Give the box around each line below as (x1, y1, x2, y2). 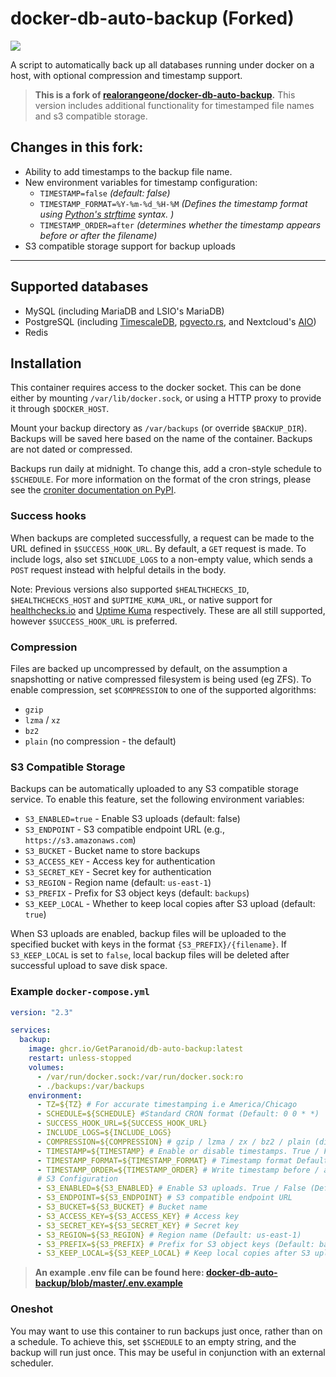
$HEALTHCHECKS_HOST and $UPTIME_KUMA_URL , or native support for (10, 593, 273, 606)
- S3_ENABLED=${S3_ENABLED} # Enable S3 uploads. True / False (36, 1183, 307, 1194)
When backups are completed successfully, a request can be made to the (10, 532, 315, 544)
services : (10, 1025, 52, 1036)
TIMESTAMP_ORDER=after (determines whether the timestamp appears (39, 218, 322, 231)
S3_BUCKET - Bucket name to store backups (24, 845, 201, 857)
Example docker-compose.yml (10, 985, 150, 999)
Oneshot (10, 1302, 53, 1316)
